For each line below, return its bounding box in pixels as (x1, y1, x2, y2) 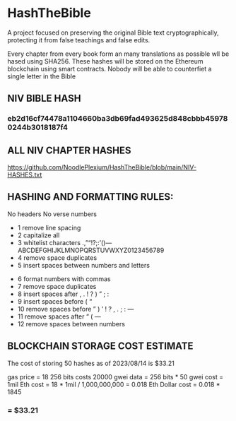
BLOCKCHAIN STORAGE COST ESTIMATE (7, 340, 194, 352)
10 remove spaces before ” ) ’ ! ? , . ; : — (17, 304, 134, 313)
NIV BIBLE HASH (7, 93, 81, 105)
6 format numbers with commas (17, 274, 111, 283)
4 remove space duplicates (17, 253, 98, 262)
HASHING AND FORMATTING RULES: (7, 191, 174, 203)
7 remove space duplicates (17, 282, 97, 290)
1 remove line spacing (17, 223, 81, 232)
